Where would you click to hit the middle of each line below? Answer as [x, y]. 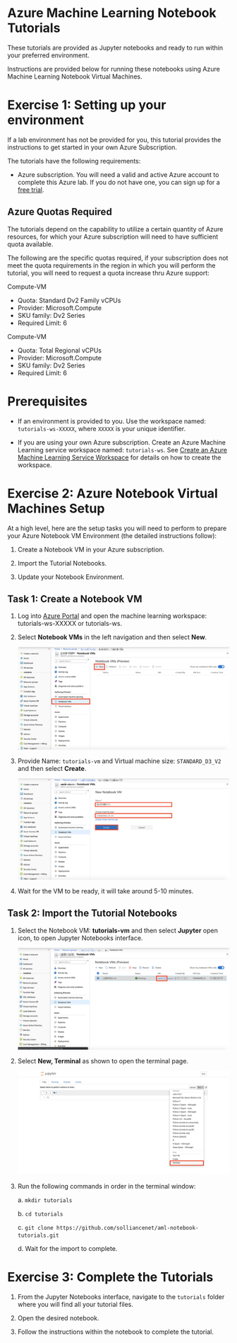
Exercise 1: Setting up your [87, 105]
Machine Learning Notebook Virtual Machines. [75, 76]
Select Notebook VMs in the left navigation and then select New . [112, 637]
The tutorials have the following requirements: [74, 161]
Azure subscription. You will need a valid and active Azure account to [118, 174]
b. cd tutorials [40, 1213]
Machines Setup [56, 508]
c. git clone [36, 1227]
